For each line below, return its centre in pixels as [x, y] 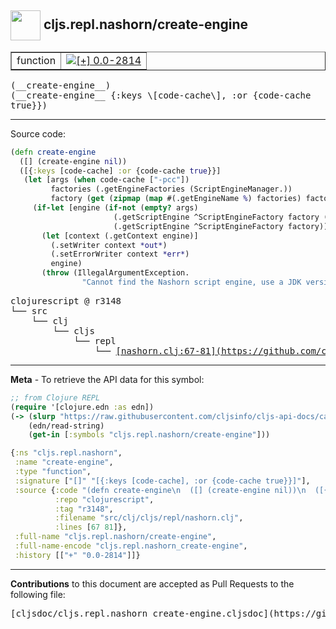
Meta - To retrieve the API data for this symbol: [107, 379]
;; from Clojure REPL [55, 397]
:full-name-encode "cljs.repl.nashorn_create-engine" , [131, 546]
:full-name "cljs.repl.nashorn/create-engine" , [115, 537]
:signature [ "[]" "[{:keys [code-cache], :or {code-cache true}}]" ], [162, 481]
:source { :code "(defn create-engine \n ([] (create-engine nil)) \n [160, 490]
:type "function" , [53, 472]
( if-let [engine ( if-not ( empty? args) [115, 208]
